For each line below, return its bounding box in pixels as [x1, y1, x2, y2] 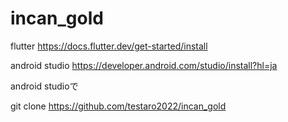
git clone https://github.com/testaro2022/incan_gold [10, 100, 227, 112]
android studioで [10, 80, 79, 92]
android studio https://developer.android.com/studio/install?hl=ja [10, 59, 278, 71]
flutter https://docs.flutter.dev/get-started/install [10, 40, 208, 52]
